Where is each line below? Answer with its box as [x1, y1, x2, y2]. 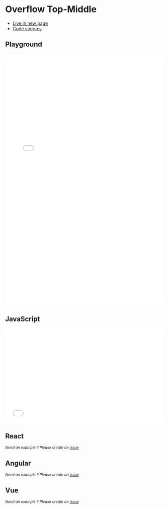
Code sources [12, 25, 42, 31]
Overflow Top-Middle [5, 4, 97, 15]
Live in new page [12, 20, 48, 26]
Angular [5, 459, 31, 467]
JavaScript [5, 315, 40, 324]
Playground [5, 40, 42, 49]
